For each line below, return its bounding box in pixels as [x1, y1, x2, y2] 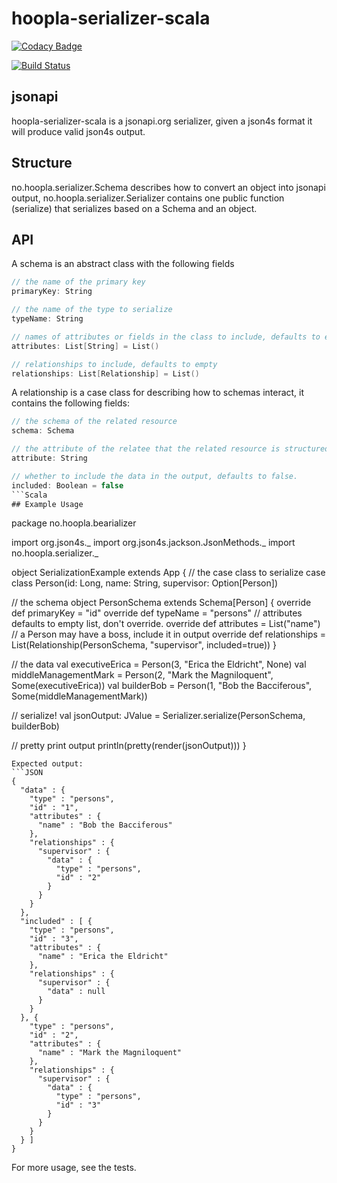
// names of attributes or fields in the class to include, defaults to [11, 332, 321, 342]
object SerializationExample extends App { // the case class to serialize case [11, 567, 326, 579]
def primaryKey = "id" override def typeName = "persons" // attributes [11, 607, 303, 619]
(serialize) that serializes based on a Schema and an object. [11, 202, 258, 214]
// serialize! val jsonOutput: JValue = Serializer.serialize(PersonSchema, [11, 710, 306, 722]
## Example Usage [11, 499, 84, 509]
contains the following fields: [11, 397, 130, 409]
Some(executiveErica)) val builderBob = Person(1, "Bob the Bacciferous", [11, 680, 313, 692]
